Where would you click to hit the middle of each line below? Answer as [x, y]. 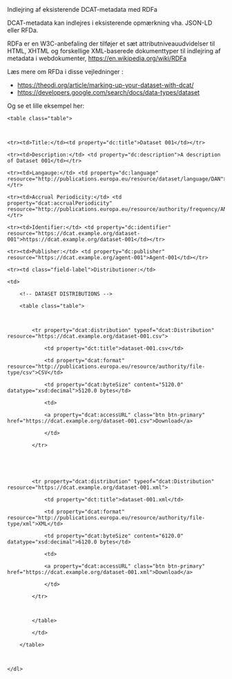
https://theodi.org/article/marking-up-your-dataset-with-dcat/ [105, 85]
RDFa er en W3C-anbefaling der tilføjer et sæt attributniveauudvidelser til [111, 44]
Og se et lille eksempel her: [46, 106]
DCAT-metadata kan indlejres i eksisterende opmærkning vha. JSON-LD [110, 23]
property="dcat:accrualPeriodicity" [60, 203]
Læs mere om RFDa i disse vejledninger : [65, 72]
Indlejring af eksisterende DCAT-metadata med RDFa [82, 9]
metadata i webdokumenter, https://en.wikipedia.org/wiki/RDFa [97, 58]
